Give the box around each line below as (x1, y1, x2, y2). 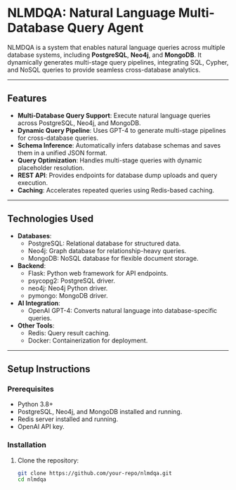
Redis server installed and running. (17, 415, 119, 423)
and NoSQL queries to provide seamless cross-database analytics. (7, 65, 201, 74)
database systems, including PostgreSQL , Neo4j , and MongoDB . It (7, 51, 202, 59)
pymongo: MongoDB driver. (27, 291, 108, 299)
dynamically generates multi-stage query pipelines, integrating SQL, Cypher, (7, 58, 229, 66)
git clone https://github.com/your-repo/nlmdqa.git (17, 470, 172, 477)
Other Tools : (17, 321, 55, 330)
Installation (7, 440, 47, 450)
